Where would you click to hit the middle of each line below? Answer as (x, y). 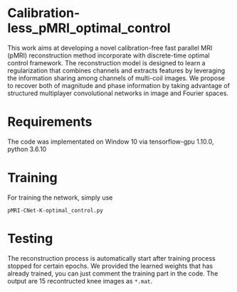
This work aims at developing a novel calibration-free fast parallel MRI (110, 48)
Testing (30, 239)
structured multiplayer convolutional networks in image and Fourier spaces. (118, 93)
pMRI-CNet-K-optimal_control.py (55, 210)
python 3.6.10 (27, 149)
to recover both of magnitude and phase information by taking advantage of (118, 85)
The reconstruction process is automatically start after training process (111, 258)
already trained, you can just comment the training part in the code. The (113, 273)
